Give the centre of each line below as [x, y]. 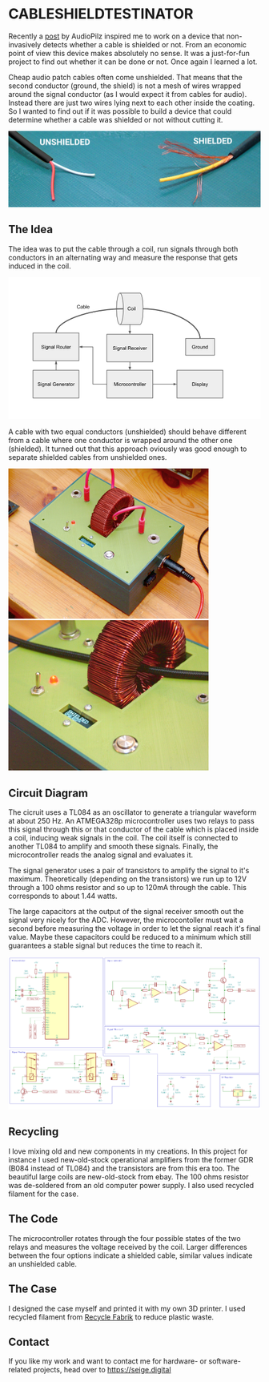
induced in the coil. [40, 266]
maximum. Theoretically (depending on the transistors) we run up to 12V [127, 879]
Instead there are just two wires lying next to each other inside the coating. [132, 103]
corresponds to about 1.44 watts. [63, 896]
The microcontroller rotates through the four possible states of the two [125, 1238]
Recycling [34, 1132]
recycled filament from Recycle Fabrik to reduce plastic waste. [111, 1317]
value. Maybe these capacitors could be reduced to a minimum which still [130, 937]
